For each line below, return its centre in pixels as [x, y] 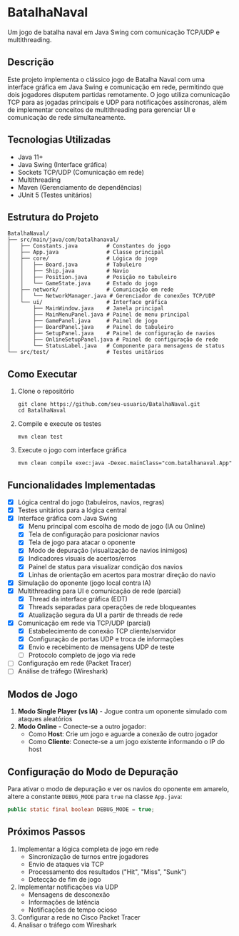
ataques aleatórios [45, 719]
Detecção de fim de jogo [65, 879]
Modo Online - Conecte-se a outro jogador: [82, 727]
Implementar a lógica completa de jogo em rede [88, 849]
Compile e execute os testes [60, 424]
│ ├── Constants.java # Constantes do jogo [89, 246]
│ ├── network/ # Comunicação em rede [91, 290]
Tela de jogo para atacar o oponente [82, 542]
